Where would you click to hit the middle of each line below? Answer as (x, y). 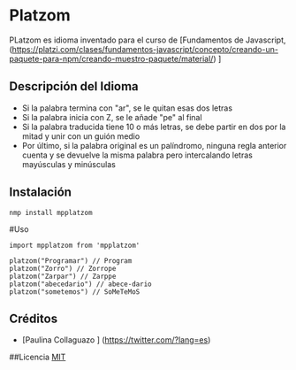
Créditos (34, 318)
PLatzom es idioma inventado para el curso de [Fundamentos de (127, 40)
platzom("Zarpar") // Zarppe (63, 276)
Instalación (41, 193)
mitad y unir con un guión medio (81, 136)
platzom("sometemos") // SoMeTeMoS (75, 292)
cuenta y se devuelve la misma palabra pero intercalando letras (137, 155)
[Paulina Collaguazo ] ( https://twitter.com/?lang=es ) (116, 340)
